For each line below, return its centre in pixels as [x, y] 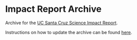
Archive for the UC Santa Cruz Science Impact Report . [62, 23]
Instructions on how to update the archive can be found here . [69, 32]
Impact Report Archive [53, 9]
